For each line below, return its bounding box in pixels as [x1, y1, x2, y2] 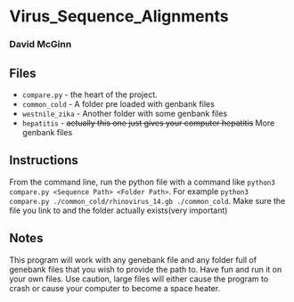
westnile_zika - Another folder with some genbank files [21, 108, 228, 118]
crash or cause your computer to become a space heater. [9, 282, 221, 293]
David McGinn [9, 38, 72, 51]
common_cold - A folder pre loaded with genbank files [21, 98, 216, 109]
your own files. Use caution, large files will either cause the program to [9, 273, 269, 284]
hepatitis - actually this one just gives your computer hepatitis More [21, 118, 275, 128]
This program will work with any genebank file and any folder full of [9, 254, 257, 265]
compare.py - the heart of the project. [21, 89, 158, 100]
